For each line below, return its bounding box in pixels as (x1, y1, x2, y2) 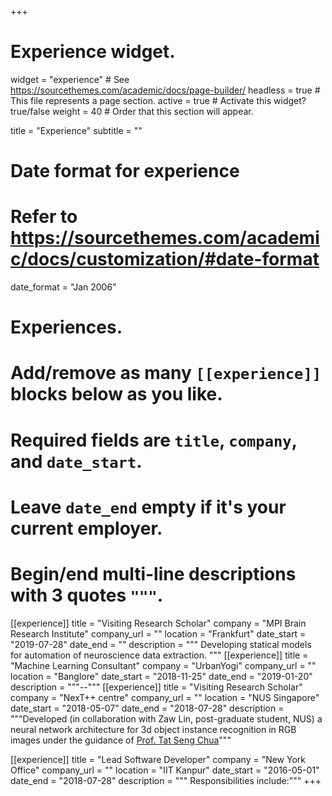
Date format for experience (10, 160, 240, 183)
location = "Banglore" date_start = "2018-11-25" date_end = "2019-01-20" (10, 670, 313, 682)
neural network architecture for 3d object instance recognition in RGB (10, 723, 297, 735)
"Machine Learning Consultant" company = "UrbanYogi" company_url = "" (10, 659, 317, 671)
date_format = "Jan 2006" (10, 281, 117, 293)
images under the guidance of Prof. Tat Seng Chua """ (10, 734, 232, 746)
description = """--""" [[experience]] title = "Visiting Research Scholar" (10, 681, 303, 693)
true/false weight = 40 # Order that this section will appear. (10, 105, 254, 117)
